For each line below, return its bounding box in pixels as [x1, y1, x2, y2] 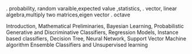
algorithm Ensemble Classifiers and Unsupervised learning [6, 41, 148, 48]
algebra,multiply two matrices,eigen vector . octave [6, 11, 130, 18]
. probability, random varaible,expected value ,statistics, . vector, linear [6, 5, 177, 12]
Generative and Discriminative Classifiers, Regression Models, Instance [6, 29, 179, 36]
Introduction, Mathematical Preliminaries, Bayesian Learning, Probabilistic [6, 23, 184, 29]
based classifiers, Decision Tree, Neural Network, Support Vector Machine [6, 35, 187, 42]
